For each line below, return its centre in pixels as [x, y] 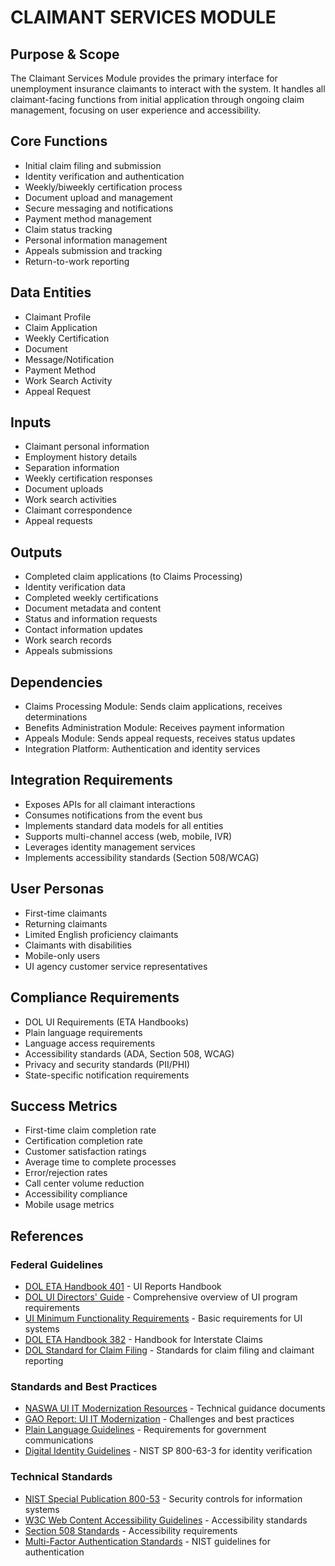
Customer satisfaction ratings [85, 1152]
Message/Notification [69, 359]
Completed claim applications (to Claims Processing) [133, 577]
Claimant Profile [58, 317]
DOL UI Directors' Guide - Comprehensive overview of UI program [161, 1297]
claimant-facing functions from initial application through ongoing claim [157, 99]
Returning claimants [66, 923]
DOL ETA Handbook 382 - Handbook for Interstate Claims [143, 1339]
